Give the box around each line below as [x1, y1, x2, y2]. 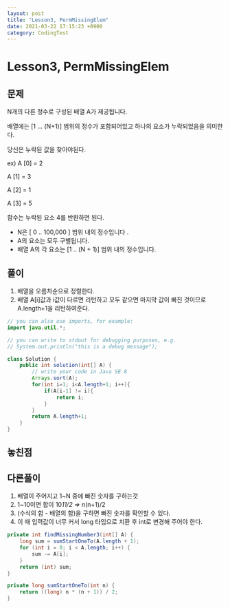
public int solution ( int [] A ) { [19, 362, 112, 369]
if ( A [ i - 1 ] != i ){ [43, 387, 94, 395]
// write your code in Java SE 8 [32, 368, 128, 375]
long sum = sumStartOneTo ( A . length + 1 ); [19, 538, 139, 545]
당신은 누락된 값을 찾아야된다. [7, 145, 87, 154]
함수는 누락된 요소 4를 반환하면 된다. [7, 213, 104, 222]
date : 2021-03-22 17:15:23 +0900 [7, 23, 103, 30]
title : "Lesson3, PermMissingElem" [7, 17, 109, 23]
